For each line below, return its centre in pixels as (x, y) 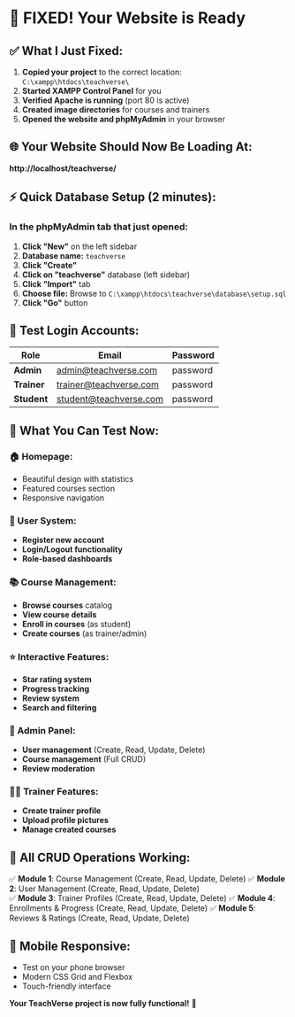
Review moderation (58, 769)
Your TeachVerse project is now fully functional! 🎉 (103, 1004)
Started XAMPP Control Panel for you (91, 91)
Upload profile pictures (65, 820)
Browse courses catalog (67, 605)
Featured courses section (68, 488)
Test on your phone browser (73, 967)
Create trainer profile (61, 811)
